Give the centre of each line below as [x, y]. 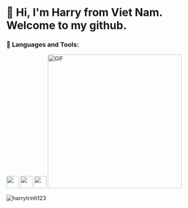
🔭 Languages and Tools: [43, 45]
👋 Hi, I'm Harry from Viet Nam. [85, 13]
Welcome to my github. [67, 25]
